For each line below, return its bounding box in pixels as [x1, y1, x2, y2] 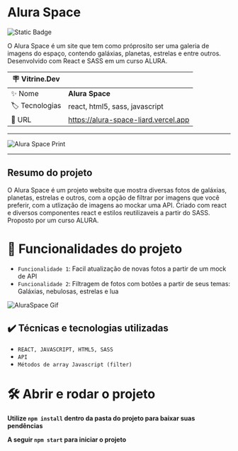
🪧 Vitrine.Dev [11, 74, 60, 84]
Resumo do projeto [7, 167, 93, 179]
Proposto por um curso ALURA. [7, 216, 99, 224]
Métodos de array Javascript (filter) [17, 361, 132, 368]
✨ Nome [11, 88, 39, 98]
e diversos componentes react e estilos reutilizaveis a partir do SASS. [7, 208, 210, 217]
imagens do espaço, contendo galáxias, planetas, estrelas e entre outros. [7, 49, 222, 58]
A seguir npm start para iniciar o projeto [7, 435, 126, 444]
